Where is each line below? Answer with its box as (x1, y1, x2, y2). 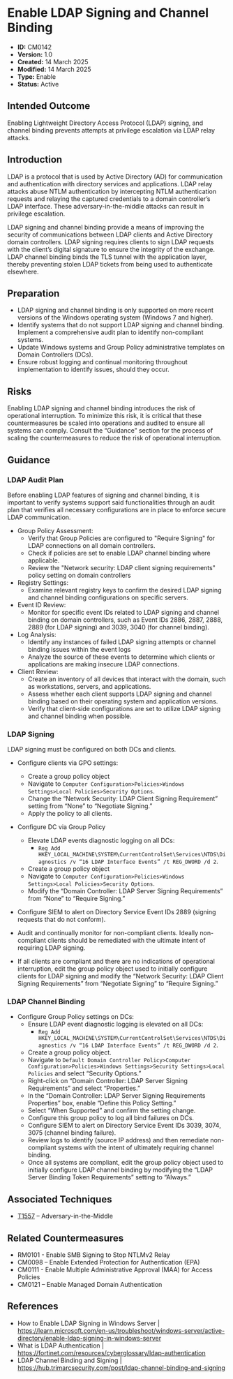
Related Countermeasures (7, 1232, 124, 1244)
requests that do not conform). (17, 916, 106, 924)
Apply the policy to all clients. (27, 810, 113, 818)
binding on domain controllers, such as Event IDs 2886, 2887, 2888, (27, 616, 223, 624)
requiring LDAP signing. (17, 944, 86, 952)
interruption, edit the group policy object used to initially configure (17, 964, 208, 973)
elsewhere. (7, 267, 39, 276)
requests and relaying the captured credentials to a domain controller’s (7, 194, 211, 203)
